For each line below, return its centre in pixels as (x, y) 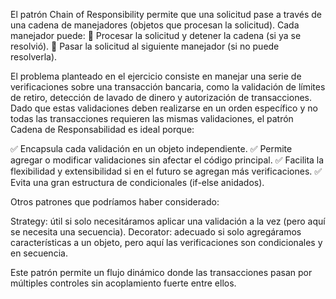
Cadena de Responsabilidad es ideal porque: (102, 129)
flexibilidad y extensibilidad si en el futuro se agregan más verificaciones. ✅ (166, 171)
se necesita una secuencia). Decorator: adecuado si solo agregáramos (156, 232)
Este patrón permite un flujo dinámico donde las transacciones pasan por (161, 272)
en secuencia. (39, 253)
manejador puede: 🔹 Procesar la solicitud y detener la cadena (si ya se (156, 35)
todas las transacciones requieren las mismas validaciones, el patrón (152, 118)
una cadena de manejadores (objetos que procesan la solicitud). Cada (155, 25)
